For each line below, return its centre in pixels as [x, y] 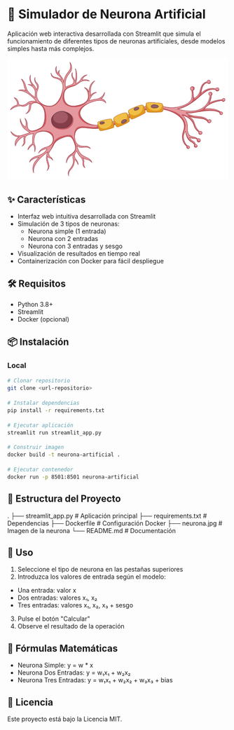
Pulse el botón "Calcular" [54, 619]
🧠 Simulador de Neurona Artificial [106, 14]
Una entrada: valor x [47, 591]
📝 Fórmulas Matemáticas [62, 648]
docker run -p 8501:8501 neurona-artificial [73, 477]
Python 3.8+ [35, 304]
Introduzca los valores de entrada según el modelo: [91, 577]
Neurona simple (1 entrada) [67, 231]
